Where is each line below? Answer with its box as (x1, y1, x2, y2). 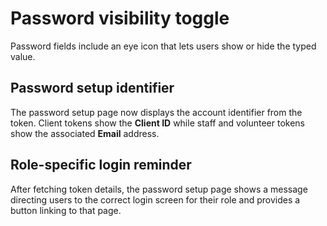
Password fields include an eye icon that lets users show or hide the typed (10, 40, 317, 52)
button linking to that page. (10, 204, 122, 216)
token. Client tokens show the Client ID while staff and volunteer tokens (10, 117, 305, 129)
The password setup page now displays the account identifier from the (10, 106, 303, 118)
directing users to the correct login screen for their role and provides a (10, 193, 301, 206)
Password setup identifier (10, 80, 175, 97)
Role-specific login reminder (10, 157, 192, 174)
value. (10, 50, 36, 62)
